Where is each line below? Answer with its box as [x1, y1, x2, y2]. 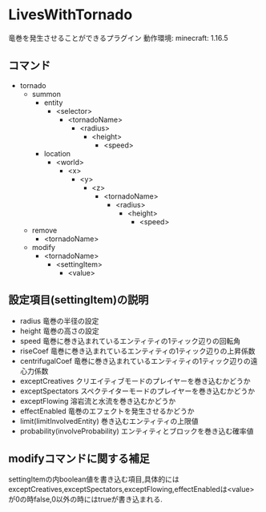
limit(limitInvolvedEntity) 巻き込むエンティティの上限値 [19, 416, 199, 425]
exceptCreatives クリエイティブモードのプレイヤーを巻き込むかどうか [19, 376, 251, 385]
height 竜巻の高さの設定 [19, 326, 100, 336]
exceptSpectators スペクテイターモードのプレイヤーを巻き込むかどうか [19, 386, 255, 396]
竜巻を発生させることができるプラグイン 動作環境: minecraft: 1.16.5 [8, 33, 228, 42]
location [43, 148, 71, 158]
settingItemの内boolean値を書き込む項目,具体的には [8, 474, 180, 484]
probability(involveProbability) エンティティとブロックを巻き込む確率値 [19, 426, 254, 436]
